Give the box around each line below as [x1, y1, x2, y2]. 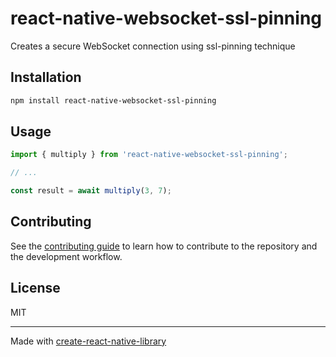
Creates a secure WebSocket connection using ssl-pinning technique [10, 40, 296, 52]
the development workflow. [10, 250, 123, 262]
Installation [10, 69, 82, 86]
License [10, 280, 61, 297]
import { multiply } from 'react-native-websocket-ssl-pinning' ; [10, 150, 288, 160]
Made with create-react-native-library [10, 335, 167, 347]
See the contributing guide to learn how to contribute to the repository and [10, 240, 318, 252]
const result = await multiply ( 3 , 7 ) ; [10, 186, 172, 196]
